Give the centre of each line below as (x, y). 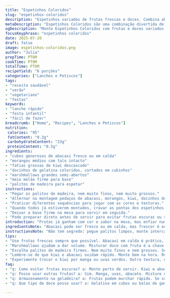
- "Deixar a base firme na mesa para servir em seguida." (68, 213)
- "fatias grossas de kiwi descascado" (47, 165)
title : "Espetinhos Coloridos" (38, 10)
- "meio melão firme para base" (39, 180)
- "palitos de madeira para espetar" (45, 184)
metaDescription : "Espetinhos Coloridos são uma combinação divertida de (85, 24)
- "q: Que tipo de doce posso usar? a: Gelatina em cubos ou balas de (81, 283)
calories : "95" (23, 132)
